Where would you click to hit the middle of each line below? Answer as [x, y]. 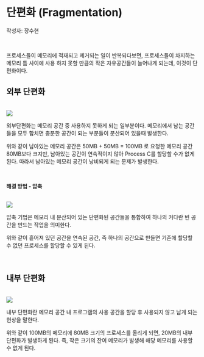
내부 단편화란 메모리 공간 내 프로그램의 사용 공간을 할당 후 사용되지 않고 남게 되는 [102, 312]
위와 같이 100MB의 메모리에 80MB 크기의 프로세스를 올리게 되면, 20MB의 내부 [100, 333]
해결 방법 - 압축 [24, 186]
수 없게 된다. [21, 348]
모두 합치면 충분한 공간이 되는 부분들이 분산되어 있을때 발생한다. [93, 133]
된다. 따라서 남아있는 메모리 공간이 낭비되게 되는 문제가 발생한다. [83, 161]
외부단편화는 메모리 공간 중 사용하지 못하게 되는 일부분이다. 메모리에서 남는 [95, 125]
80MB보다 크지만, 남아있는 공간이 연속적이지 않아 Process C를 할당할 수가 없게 [100, 154]
